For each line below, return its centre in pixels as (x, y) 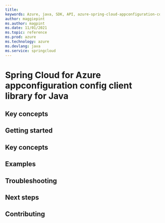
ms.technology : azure (27, 42)
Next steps (22, 198)
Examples (20, 164)
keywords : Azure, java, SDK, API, (41, 14)
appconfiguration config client (69, 85)
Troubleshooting (31, 181)
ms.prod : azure (21, 37)
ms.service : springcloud (30, 51)
